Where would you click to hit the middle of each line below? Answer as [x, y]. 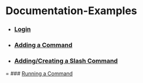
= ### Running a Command [39, 74]
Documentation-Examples [71, 11]
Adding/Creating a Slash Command [66, 61]
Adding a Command [43, 45]
